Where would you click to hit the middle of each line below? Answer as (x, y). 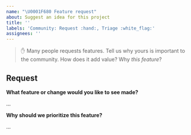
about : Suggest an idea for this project (58, 17)
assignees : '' (24, 34)
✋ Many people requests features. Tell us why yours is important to (103, 51)
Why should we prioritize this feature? (54, 115)
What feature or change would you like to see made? (72, 92)
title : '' (18, 22)
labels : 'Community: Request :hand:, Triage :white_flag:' (81, 28)
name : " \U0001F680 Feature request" (51, 12)
